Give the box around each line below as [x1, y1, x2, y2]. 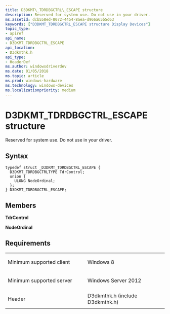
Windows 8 [88, 258, 115, 265]
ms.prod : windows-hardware [5, 78, 62, 83]
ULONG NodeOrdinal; [14, 179, 56, 184]
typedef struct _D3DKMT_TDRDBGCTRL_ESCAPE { [5, 165, 101, 170]
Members [5, 201, 36, 210]
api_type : [5, 54, 26, 60]
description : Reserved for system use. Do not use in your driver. [5, 12, 151, 17]
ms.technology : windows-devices [5, 83, 73, 88]
